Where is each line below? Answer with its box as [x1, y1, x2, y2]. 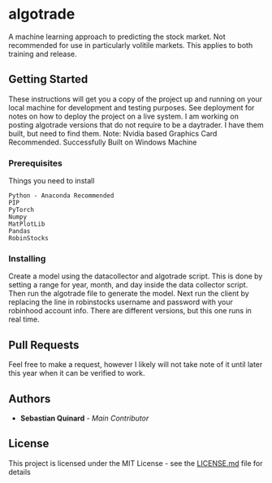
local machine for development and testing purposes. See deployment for [8, 102, 255, 112]
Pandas [8, 227, 31, 235]
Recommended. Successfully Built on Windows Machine [8, 137, 197, 147]
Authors [8, 391, 51, 406]
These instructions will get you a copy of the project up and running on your [8, 94, 262, 104]
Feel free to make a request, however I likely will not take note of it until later [8, 360, 263, 369]
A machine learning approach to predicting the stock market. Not [8, 32, 226, 41]
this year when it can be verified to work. [8, 369, 145, 378]
